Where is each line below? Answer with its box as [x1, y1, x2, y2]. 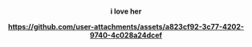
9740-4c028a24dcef [90, 30, 162, 40]
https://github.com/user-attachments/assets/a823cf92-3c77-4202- [7, 22, 245, 31]
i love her [110, 6, 142, 16]
